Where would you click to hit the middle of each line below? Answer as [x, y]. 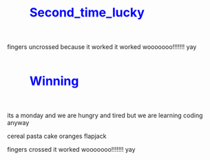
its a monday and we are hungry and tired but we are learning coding [105, 115]
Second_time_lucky [87, 12]
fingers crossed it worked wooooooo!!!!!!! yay [71, 149]
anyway [18, 123]
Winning [54, 81]
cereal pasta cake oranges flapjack [57, 136]
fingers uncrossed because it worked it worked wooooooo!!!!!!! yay [102, 47]
